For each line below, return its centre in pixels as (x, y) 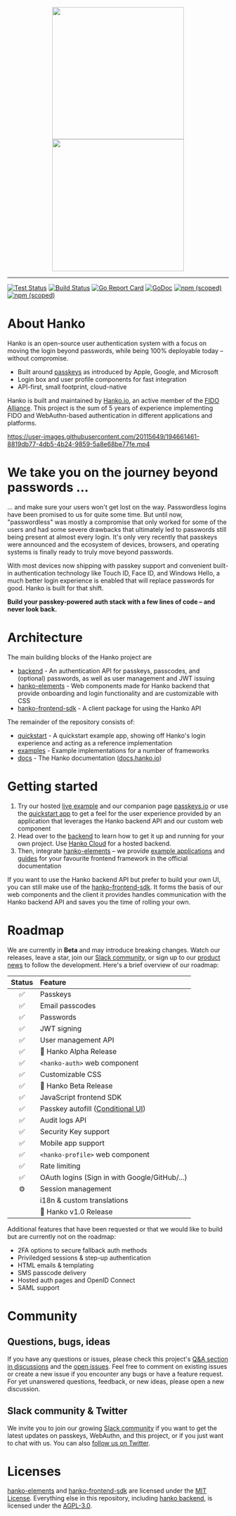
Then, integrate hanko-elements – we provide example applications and (121, 851)
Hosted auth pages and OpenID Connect (76, 1280)
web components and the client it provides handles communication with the (117, 894)
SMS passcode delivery (52, 1272)
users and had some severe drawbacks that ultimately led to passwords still (117, 529)
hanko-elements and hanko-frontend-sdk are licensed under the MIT (107, 1491)
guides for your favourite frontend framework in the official (103, 858)
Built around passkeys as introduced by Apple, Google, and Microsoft (118, 372)
